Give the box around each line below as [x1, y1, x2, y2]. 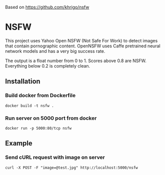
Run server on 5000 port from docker [5, 114, 97, 121]
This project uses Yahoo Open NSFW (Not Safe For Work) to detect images [5, 37, 158, 43]
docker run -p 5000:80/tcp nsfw [5, 126, 72, 131]
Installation [5, 77, 41, 86]
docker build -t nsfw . [5, 103, 54, 108]
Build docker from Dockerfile [5, 92, 76, 99]
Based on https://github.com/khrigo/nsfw [5, 4, 89, 10]
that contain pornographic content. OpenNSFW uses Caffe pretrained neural [5, 43, 161, 49]
